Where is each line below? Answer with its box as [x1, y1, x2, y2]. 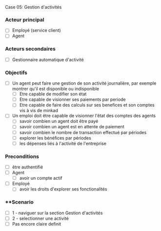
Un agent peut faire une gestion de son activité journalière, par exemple [12, 80, 157, 86]
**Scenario [5, 199, 34, 206]
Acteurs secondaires [5, 46, 56, 52]
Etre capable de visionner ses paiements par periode [19, 96, 126, 102]
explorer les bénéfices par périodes [19, 135, 91, 141]
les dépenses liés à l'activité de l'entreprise [19, 140, 106, 146]
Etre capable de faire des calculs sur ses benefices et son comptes [19, 102, 155, 108]
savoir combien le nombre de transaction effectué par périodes [19, 129, 147, 135]
